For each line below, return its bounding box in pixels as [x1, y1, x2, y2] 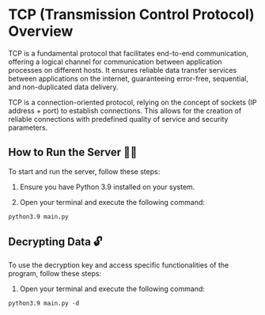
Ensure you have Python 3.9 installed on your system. [19, 182, 195, 192]
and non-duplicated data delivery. [8, 82, 119, 92]
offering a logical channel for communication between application [8, 57, 223, 66]
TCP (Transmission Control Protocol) [8, 6, 255, 24]
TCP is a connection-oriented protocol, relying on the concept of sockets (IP [8, 97, 257, 107]
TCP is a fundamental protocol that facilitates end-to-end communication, [8, 48, 249, 58]
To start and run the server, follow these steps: [8, 166, 161, 176]
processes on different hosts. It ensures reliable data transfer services [8, 65, 237, 74]
